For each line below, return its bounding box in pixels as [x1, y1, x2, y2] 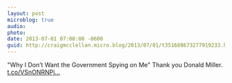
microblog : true [7, 16, 54, 23]
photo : [7, 29, 26, 36]
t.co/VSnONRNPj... [7, 68, 61, 76]
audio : [7, 23, 26, 29]
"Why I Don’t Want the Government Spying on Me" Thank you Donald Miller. [7, 61, 223, 69]
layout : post [7, 10, 45, 17]
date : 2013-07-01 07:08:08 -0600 [7, 36, 104, 43]
